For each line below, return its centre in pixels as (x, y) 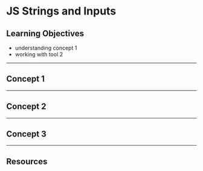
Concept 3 (26, 134)
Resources (27, 161)
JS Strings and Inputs (61, 11)
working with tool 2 (39, 54)
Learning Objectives (45, 34)
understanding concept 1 (46, 48)
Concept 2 (26, 107)
